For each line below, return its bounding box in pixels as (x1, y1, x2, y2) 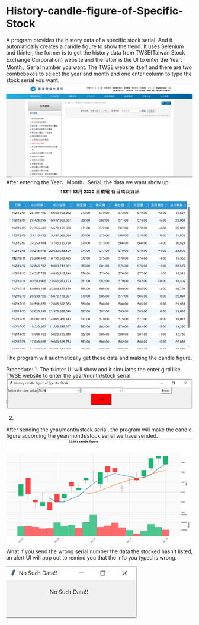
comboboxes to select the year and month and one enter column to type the (6, 70, 192, 77)
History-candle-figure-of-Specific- (6, 4, 184, 18)
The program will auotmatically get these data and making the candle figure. (6, 355, 192, 362)
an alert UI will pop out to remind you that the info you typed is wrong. (6, 554, 177, 561)
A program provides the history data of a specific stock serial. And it (6, 36, 173, 43)
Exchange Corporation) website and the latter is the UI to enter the (6, 56, 169, 63)
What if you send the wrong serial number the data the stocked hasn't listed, (6, 548, 193, 555)
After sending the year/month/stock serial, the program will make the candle (6, 426, 192, 433)
